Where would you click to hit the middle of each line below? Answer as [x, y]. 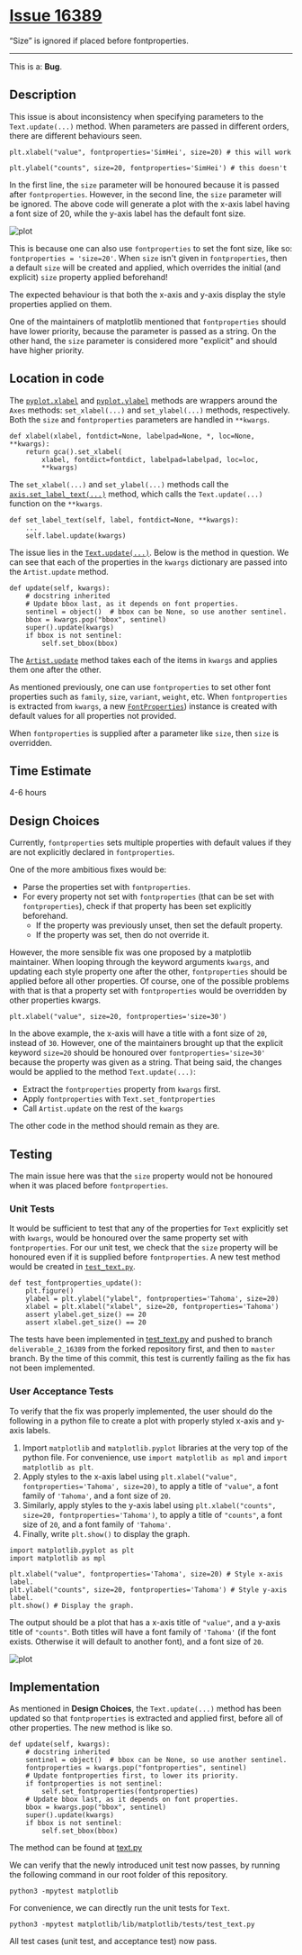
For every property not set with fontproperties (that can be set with [148, 896]
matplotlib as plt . [58, 1467]
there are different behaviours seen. [75, 135]
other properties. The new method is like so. [91, 1728]
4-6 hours [28, 793]
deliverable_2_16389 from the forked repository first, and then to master [142, 1349]
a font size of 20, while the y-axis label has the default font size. [128, 214]
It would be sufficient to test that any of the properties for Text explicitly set [149, 1228]
